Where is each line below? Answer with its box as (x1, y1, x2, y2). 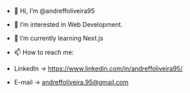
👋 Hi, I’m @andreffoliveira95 (13, 7, 95, 15)
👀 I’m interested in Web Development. (13, 20, 123, 28)
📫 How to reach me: (13, 48, 74, 56)
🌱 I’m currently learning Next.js (13, 34, 104, 42)
